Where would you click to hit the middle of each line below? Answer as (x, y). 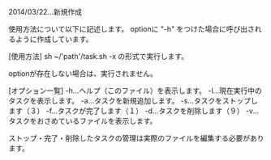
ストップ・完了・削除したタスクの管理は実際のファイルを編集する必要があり (136, 138)
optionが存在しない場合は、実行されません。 (83, 74)
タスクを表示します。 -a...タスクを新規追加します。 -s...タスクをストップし (133, 101)
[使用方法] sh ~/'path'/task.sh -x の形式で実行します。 (99, 56)
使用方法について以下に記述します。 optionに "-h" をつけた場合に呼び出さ (132, 29)
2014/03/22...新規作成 (45, 12)
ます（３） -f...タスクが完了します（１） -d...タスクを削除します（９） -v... (134, 111)
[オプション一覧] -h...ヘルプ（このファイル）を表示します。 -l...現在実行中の (135, 91)
